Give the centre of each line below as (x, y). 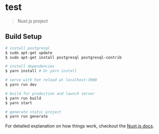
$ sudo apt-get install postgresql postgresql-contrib (63, 57)
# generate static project (33, 112)
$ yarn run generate (27, 117)
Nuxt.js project (33, 21)
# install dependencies (30, 66)
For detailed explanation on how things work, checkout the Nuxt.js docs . (80, 126)
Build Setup (23, 37)
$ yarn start (19, 103)
